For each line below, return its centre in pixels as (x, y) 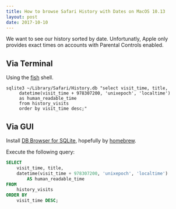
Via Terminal (29, 63)
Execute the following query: (40, 152)
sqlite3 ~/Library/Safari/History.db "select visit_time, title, (87, 88)
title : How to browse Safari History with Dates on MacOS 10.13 (86, 11)
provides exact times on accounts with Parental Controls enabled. (85, 45)
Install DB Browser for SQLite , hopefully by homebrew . (71, 140)
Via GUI (20, 126)
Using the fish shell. (30, 78)
